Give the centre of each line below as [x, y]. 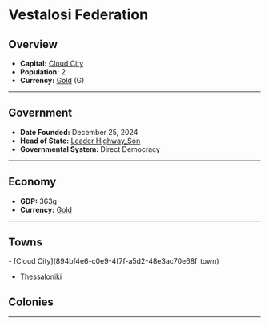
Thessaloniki [41, 276]
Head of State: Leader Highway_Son [80, 141]
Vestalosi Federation [78, 15]
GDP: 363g [38, 201]
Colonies [31, 302]
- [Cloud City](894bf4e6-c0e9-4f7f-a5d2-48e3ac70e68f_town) [114, 261]
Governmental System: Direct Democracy [90, 149]
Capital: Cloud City [52, 63]
